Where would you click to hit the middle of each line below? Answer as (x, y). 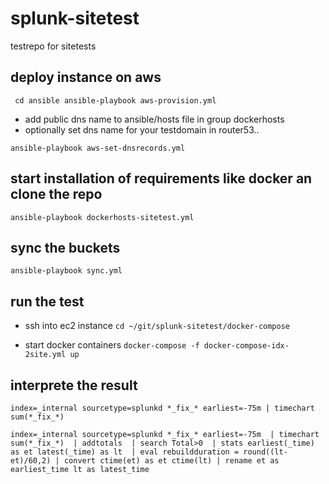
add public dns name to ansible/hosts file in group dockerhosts (154, 119)
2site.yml (45, 355)
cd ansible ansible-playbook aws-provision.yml (115, 100)
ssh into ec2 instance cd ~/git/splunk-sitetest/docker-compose (157, 326)
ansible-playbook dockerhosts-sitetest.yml (102, 217)
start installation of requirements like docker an (161, 178)
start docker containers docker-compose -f (112, 345)
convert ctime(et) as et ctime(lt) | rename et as (171, 461)
